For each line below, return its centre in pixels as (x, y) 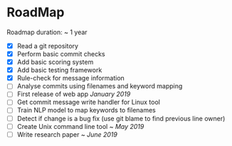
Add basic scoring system (55, 62)
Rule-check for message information (71, 78)
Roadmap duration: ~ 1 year (47, 32)
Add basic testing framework (59, 70)
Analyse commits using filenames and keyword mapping (100, 86)
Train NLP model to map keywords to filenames (86, 110)
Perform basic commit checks (61, 54)
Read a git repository (48, 46)
